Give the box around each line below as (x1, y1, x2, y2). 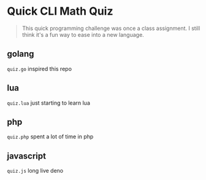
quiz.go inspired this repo (7, 65, 72, 72)
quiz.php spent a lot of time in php (7, 133, 94, 140)
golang (7, 49, 34, 59)
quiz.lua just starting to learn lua (7, 99, 91, 107)
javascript (7, 151, 47, 161)
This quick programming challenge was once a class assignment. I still (21, 24, 200, 32)
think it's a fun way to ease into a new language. (21, 31, 145, 38)
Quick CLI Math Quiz (7, 4, 113, 18)
